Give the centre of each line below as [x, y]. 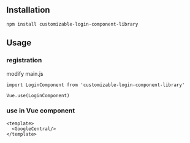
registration [24, 61]
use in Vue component [41, 111]
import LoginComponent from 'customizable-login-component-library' [96, 85]
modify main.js [25, 73]
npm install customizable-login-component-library [72, 24]
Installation [28, 10]
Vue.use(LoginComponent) [38, 95]
